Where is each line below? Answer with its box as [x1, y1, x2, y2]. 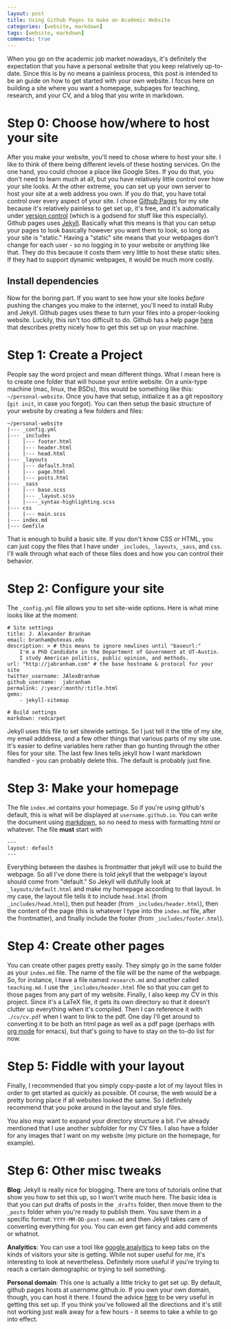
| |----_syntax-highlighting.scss [7, 498, 115, 506]
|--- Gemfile [7, 522, 45, 530]
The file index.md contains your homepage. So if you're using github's [7, 803, 205, 811]
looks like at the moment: [7, 611, 78, 619]
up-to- [204, 62, 223, 70]
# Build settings [7, 708, 57, 716]
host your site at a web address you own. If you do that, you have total [7, 190, 206, 198]
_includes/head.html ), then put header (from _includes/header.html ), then [7, 899, 219, 908]
